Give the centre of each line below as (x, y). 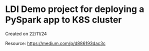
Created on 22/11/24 (26, 33)
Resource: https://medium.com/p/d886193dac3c (55, 43)
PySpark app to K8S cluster (63, 20)
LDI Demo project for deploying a (75, 9)
